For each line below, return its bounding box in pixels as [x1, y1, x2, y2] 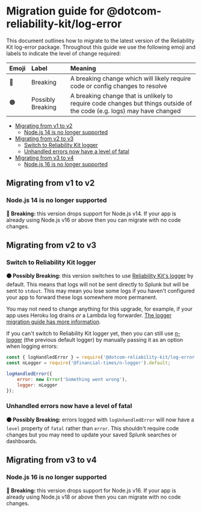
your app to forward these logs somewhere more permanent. [6, 294, 158, 301]
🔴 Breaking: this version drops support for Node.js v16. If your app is [6, 486, 176, 494]
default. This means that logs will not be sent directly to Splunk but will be [6, 281, 189, 288]
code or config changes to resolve [70, 81, 167, 90]
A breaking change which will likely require [70, 74, 191, 83]
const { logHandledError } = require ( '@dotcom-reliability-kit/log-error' [6, 354, 198, 360]
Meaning [70, 64, 96, 72]
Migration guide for [6, 4, 105, 18]
